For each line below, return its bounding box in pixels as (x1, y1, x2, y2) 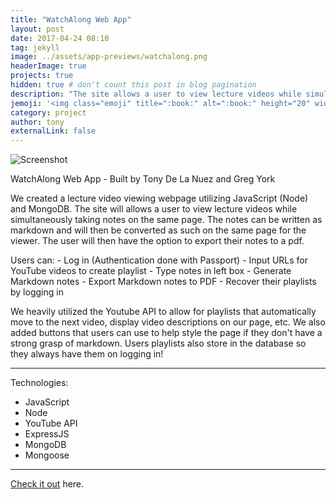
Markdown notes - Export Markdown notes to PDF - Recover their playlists (10, 276, 317, 288)
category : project (10, 107, 87, 118)
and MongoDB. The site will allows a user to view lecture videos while (10, 203, 298, 215)
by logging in (10, 286, 64, 298)
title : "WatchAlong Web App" (10, 14, 132, 25)
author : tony (10, 117, 65, 127)
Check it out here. (10, 478, 85, 490)
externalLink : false (10, 126, 97, 136)
